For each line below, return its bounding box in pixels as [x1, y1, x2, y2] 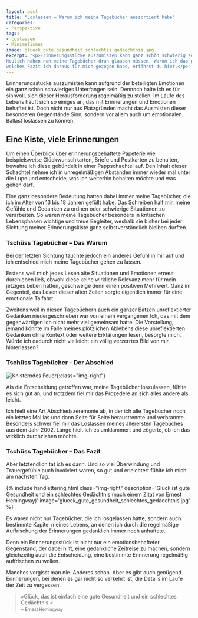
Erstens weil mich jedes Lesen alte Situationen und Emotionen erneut [6, 269, 174, 277]
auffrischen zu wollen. [6, 558, 60, 565]
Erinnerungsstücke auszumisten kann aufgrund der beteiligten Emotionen [6, 80, 184, 87]
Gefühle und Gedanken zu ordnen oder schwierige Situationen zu [6, 205, 166, 212]
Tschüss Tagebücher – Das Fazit [6, 447, 101, 455]
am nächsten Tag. [6, 473, 50, 481]
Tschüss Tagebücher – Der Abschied [6, 359, 114, 367]
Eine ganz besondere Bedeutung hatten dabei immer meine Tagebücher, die [6, 193, 192, 200]
